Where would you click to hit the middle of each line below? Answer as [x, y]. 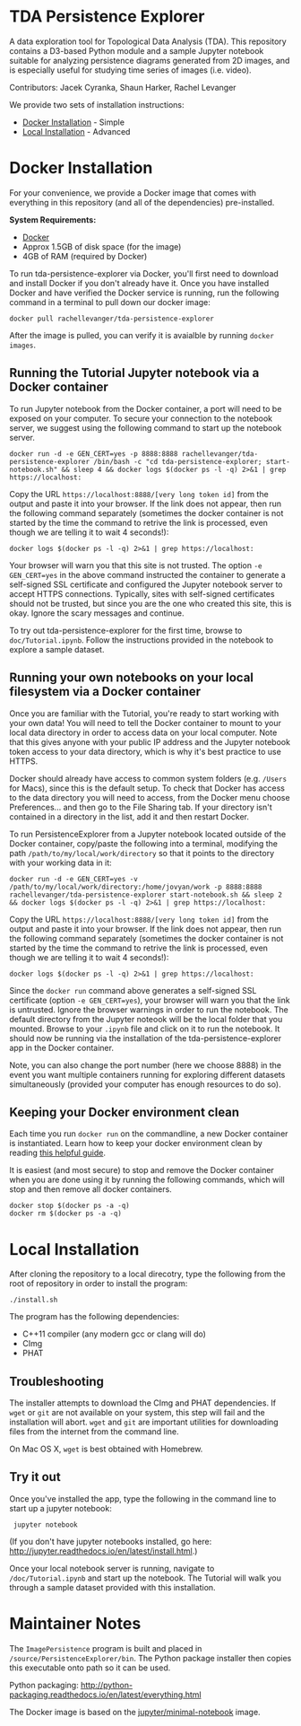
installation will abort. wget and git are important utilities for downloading [144, 1422]
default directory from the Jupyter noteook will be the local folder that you [146, 1019]
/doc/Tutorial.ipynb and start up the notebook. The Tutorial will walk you [146, 1578]
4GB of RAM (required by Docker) [85, 256]
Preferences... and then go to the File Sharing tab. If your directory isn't [141, 807]
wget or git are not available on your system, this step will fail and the [138, 1413]
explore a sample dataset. [57, 649]
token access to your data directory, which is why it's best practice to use [146, 751]
